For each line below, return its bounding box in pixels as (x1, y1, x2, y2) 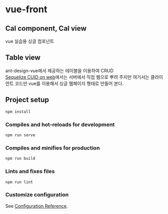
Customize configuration (5, 191, 69, 198)
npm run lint (5, 179, 33, 185)
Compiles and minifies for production (5, 144, 100, 152)
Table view (5, 53, 41, 62)
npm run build (5, 156, 36, 161)
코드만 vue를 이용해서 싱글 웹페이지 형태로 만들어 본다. (14, 80, 124, 87)
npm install (5, 109, 31, 114)
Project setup (5, 96, 50, 104)
